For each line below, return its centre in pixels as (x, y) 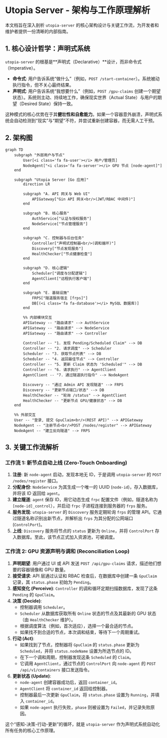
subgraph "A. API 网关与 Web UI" (57, 194)
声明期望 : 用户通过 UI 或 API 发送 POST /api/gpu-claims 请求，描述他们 (85, 563)
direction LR (37, 184)
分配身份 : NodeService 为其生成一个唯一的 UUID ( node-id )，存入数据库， (86, 487)
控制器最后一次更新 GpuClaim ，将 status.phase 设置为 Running (83, 694)
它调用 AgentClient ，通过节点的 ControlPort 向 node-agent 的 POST (88, 663)
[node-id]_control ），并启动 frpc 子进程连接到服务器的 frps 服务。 (81, 506)
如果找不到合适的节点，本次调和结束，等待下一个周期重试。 (81, 632)
